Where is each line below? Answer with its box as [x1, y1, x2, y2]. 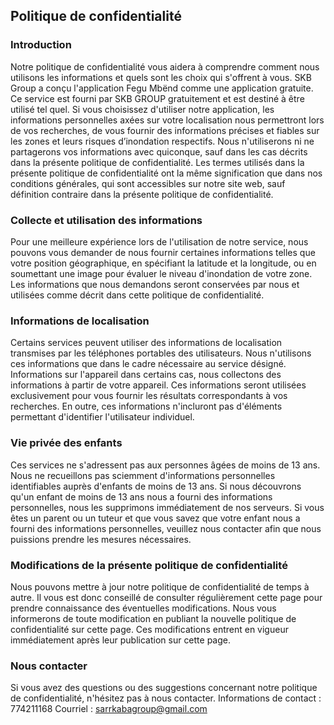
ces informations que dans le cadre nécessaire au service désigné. [10, 358, 287, 370]
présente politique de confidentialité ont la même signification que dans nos [10, 167, 323, 179]
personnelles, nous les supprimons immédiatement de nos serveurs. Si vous [10, 501, 325, 513]
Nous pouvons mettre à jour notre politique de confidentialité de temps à [10, 580, 310, 593]
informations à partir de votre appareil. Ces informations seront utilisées [10, 379, 307, 391]
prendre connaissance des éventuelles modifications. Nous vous [10, 602, 277, 614]
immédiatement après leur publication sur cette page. [10, 634, 232, 646]
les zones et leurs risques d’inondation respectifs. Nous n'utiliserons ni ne [10, 135, 315, 147]
